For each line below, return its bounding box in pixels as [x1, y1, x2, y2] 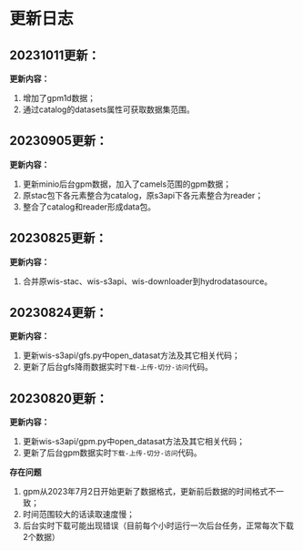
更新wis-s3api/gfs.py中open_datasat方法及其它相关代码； [22, 350, 240, 361]
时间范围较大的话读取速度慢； [22, 509, 135, 520]
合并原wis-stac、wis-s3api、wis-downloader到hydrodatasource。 [22, 275, 273, 287]
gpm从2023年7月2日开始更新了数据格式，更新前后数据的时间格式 [22, 486, 268, 497]
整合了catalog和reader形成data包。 [22, 201, 157, 212]
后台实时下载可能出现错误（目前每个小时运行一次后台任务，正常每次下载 [22, 520, 294, 531]
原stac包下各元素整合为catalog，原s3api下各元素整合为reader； [22, 189, 264, 200]
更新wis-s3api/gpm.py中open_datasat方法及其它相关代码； [22, 436, 246, 447]
